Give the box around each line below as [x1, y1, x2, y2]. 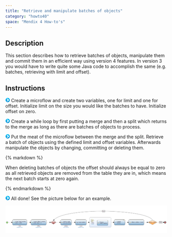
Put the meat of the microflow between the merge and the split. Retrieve [11, 134, 164, 140]
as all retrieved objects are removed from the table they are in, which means [5, 170, 166, 176]
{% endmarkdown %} [5, 186, 51, 191]
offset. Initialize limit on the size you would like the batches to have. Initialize [5, 103, 166, 109]
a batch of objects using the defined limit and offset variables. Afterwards [5, 139, 161, 145]
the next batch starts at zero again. [5, 175, 80, 181]
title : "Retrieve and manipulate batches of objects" [5, 8, 123, 13]
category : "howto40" [5, 13, 50, 19]
